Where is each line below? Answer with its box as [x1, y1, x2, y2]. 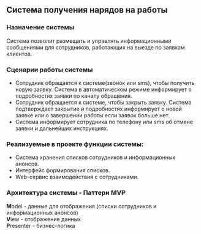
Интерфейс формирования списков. [15, 167, 110, 174]
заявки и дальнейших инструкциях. [15, 125, 108, 132]
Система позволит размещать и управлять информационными [6, 37, 172, 45]
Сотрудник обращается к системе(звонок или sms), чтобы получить [15, 79, 195, 86]
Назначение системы [6, 23, 75, 32]
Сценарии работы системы [6, 65, 93, 74]
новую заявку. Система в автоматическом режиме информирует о [15, 86, 192, 93]
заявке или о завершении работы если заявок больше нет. [15, 111, 170, 119]
